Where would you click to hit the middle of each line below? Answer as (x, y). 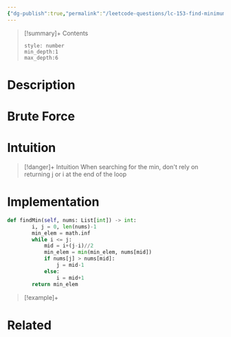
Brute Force (41, 116)
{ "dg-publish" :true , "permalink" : (55, 13)
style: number (44, 45)
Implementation (53, 202)
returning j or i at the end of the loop (75, 174)
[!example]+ (41, 297)
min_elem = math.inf (61, 233)
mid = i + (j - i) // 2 (69, 246)
